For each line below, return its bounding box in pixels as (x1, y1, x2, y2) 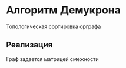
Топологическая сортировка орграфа (6, 23, 101, 30)
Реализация (6, 40, 53, 50)
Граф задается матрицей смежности (6, 55, 99, 62)
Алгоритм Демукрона (6, 4, 121, 17)
